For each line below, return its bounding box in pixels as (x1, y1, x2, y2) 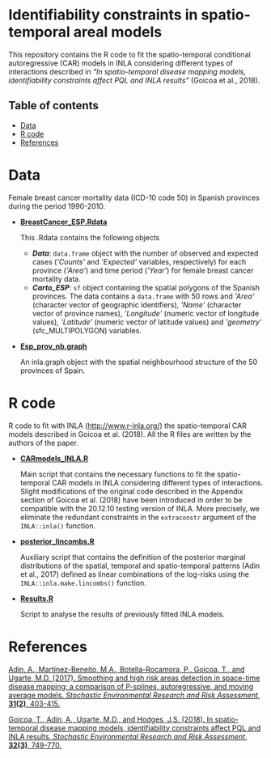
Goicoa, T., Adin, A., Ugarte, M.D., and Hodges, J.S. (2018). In (8, 714, 214, 724)
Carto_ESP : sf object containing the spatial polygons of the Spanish (32, 282, 260, 292)
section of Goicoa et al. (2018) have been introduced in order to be (19, 495, 243, 505)
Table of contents (8, 99, 99, 112)
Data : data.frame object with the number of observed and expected (32, 248, 259, 258)
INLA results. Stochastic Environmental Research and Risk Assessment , (8, 731, 248, 741)
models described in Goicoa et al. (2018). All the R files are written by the (8, 429, 252, 438)
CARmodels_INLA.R (19, 453, 89, 463)
